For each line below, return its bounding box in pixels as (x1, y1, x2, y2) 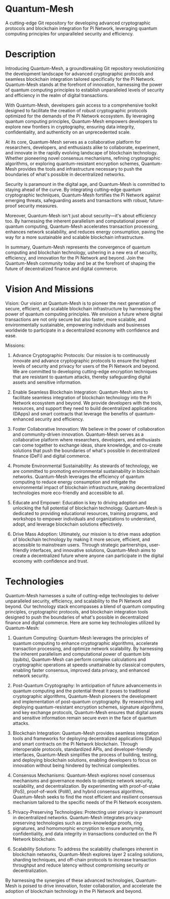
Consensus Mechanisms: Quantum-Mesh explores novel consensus (12, 772, 155, 778)
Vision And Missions (5, 283, 94, 295)
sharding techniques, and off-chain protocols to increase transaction (12, 856, 156, 862)
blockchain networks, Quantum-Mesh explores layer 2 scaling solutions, (12, 851, 164, 857)
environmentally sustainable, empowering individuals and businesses (5, 322, 150, 328)
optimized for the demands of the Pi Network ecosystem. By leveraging (5, 113, 155, 119)
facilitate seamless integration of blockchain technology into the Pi (12, 394, 152, 400)
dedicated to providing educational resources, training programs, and (12, 510, 158, 516)
